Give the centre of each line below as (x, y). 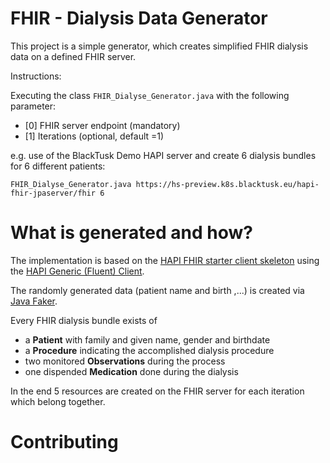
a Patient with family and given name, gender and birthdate (147, 339)
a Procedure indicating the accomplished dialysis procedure (149, 350)
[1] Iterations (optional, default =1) (94, 136)
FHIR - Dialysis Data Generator (139, 18)
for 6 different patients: (58, 166)
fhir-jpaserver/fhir (53, 193)
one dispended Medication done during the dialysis (131, 371)
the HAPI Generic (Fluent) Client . (77, 271)
